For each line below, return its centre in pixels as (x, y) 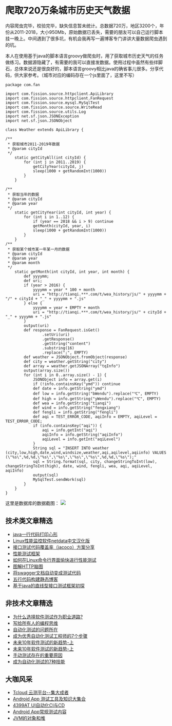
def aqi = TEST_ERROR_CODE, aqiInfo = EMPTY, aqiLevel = (95, 417)
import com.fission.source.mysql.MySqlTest (53, 103)
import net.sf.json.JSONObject (39, 121)
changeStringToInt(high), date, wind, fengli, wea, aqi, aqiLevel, (79, 466)
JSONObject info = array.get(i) (67, 379)
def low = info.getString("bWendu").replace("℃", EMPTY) (96, 394)
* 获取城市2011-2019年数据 (34, 144)
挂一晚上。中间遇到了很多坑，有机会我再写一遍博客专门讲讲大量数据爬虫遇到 (86, 38)
